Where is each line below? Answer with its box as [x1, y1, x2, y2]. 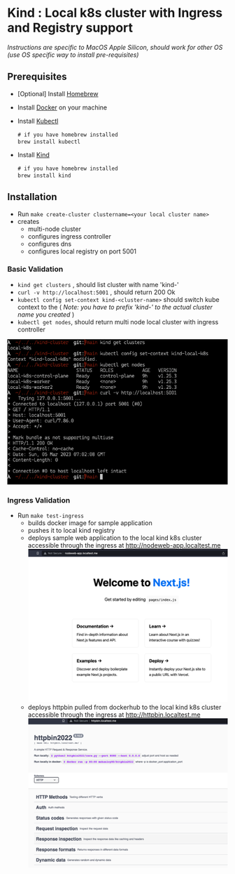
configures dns [27, 239, 72, 248]
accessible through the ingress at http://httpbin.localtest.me [27, 710, 201, 719]
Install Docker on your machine [17, 103, 108, 112]
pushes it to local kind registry [27, 527, 115, 534]
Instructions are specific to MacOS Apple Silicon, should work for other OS [7, 43, 223, 51]
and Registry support [7, 20, 134, 36]
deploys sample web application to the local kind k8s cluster [27, 534, 202, 542]
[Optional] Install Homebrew [17, 89, 99, 98]
